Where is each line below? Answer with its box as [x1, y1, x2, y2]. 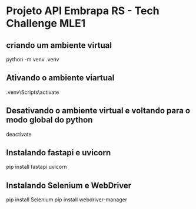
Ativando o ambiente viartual [6, 73, 115, 83]
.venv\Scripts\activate [6, 89, 59, 96]
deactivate [6, 130, 32, 138]
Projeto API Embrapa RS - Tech [6, 4, 160, 18]
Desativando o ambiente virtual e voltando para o [6, 106, 190, 116]
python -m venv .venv [6, 56, 59, 63]
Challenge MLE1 [6, 17, 86, 30]
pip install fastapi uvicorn [6, 164, 68, 171]
